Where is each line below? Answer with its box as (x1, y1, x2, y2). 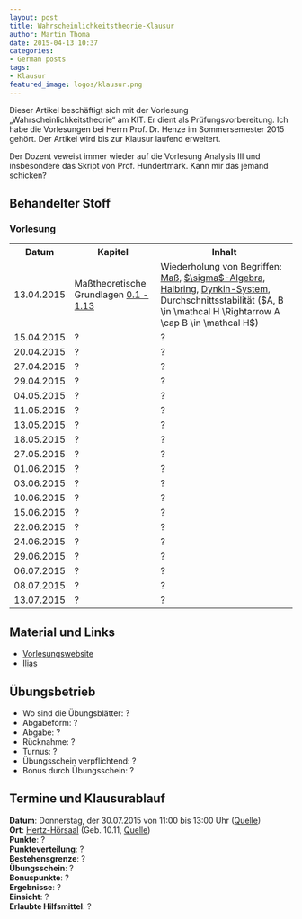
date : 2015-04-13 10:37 (9, 38, 99, 48)
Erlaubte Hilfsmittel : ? (9, 900, 92, 912)
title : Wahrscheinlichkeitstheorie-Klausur (9, 22, 175, 31)
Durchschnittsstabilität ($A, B (160, 294, 284, 306)
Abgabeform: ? (22, 717, 78, 728)
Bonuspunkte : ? (9, 872, 69, 883)
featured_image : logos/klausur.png (9, 80, 143, 89)
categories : (9, 47, 54, 56)
